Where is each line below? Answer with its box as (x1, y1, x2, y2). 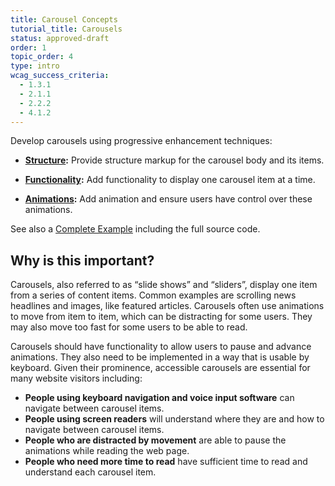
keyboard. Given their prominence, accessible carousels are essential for (10, 362, 311, 374)
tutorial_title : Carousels (10, 24, 123, 34)
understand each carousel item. (24, 466, 157, 478)
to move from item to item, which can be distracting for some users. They (10, 311, 313, 323)
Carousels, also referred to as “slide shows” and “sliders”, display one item (10, 279, 318, 291)
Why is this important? (10, 252, 155, 269)
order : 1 (10, 42, 47, 53)
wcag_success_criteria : (10, 71, 110, 81)
